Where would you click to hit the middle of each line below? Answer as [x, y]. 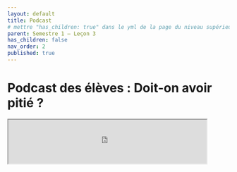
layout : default [31, 14]
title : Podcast [30, 20]
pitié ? [26, 103]
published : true [31, 54]
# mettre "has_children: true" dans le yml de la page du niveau [105, 27]
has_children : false [38, 40]
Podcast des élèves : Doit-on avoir [110, 88]
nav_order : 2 [26, 47]
